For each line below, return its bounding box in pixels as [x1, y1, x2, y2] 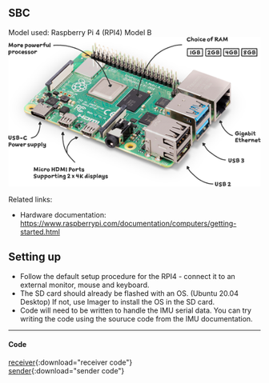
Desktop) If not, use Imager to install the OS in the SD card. [19, 297, 215, 306]
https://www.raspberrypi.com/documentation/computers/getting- [19, 218, 237, 228]
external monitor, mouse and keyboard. [19, 280, 150, 289]
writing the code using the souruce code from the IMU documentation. [19, 313, 254, 323]
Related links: [8, 194, 53, 204]
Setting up [8, 250, 62, 264]
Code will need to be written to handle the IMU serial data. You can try [19, 305, 252, 315]
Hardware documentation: [19, 209, 106, 219]
